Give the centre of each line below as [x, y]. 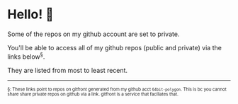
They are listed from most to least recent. [68, 70]
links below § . [26, 56]
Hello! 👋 [31, 15]
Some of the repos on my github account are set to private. [93, 34]
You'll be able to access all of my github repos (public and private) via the [114, 47]
